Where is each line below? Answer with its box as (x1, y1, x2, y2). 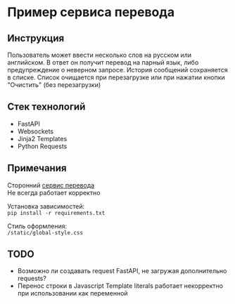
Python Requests (17, 142, 68, 150)
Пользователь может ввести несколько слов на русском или (7, 51, 192, 59)
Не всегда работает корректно (7, 188, 101, 197)
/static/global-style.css (7, 229, 83, 236)
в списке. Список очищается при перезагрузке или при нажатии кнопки (7, 73, 225, 81)
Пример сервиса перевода (7, 4, 174, 20)
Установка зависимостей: (7, 201, 85, 211)
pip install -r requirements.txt (7, 209, 106, 216)
